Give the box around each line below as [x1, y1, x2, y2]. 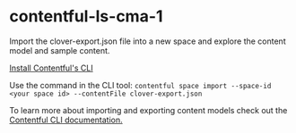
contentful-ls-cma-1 [9, 6, 163, 27]
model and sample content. [9, 45, 110, 55]
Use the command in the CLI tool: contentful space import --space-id [9, 79, 272, 90]
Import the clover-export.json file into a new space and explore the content [9, 36, 286, 46]
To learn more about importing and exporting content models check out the [9, 104, 288, 115]
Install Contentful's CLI [9, 62, 93, 73]
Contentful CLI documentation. [9, 114, 123, 125]
